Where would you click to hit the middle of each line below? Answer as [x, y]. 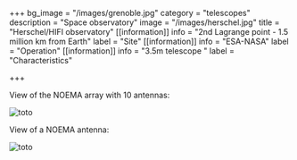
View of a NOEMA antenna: [59, 130]
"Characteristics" [41, 60]
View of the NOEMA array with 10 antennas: [90, 95]
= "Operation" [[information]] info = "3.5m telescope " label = [122, 51]
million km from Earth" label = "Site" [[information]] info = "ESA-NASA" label [149, 41]
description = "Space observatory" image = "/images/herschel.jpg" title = [144, 22]
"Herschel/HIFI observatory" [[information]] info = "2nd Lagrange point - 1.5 [149, 32]
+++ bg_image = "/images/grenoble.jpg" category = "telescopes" [130, 13]
